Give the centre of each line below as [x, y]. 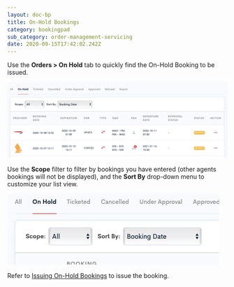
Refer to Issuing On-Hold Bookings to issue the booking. [88, 276]
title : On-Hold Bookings [43, 22]
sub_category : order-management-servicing [70, 37]
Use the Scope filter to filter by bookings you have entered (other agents [112, 169]
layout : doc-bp [29, 15]
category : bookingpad [39, 29]
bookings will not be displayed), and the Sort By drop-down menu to [106, 177]
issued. [18, 73]
